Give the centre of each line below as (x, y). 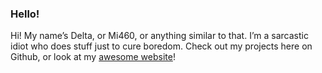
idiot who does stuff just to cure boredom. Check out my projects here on (161, 46)
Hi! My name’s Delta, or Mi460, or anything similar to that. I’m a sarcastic (159, 36)
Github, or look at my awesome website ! (93, 57)
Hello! (25, 14)
